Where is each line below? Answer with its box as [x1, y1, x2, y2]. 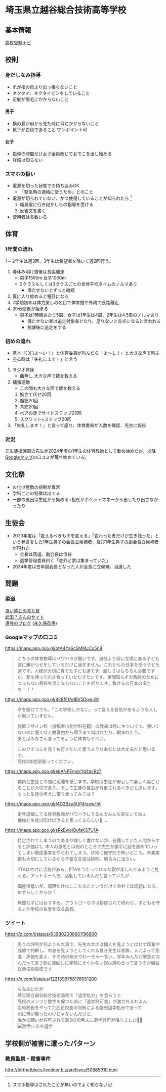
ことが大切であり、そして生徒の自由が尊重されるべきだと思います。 [21, 785, 160, 791]
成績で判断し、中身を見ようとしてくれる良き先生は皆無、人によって [17, 948, 156, 953]
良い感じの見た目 [5, 608, 40, 614]
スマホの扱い [5, 171, 36, 178]
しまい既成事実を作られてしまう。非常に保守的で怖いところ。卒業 [21, 850, 156, 855]
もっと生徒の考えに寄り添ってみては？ [17, 791, 95, 797]
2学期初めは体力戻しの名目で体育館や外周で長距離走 [12, 299, 120, 305]
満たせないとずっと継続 [27, 287, 75, 293]
